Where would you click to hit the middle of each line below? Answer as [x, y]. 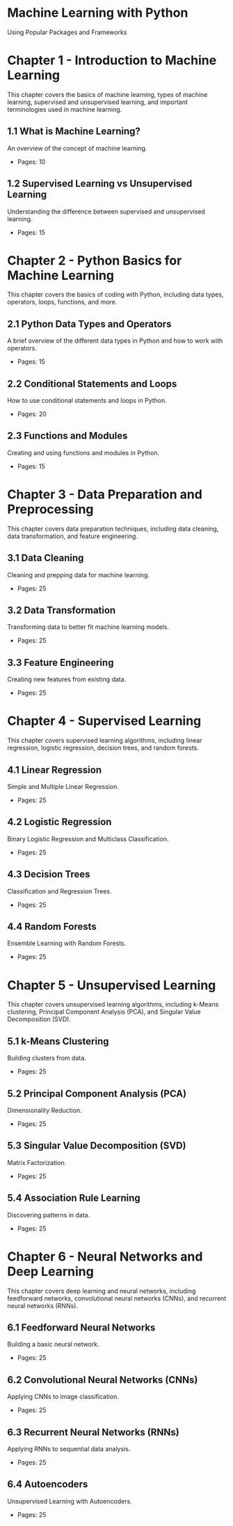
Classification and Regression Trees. [59, 891]
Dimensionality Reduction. [45, 1110]
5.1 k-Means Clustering [58, 1041]
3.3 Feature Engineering [61, 662]
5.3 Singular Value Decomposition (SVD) [97, 1146]
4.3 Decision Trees [49, 874]
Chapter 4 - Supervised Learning [104, 721]
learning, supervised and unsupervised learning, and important [97, 102]
